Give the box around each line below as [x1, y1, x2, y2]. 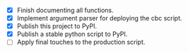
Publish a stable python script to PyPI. [16, 30, 128, 38]
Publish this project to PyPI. [16, 22, 97, 30]
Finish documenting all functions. [16, 6, 114, 14]
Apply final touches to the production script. [16, 38, 146, 47]
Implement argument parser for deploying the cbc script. [16, 14, 182, 23]
